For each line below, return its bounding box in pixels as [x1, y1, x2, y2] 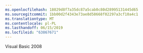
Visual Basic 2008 [5, 44, 42, 49]
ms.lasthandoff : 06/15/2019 [5, 26, 63, 30]
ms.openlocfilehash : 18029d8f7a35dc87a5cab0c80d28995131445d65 [5, 7, 139, 12]
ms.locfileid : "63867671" [5, 30, 58, 35]
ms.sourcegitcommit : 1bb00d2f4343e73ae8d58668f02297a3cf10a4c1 [5, 12, 139, 17]
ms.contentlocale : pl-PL [5, 21, 56, 26]
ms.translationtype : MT [5, 16, 54, 21]
